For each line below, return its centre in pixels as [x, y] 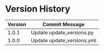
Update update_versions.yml [64, 40]
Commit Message [64, 24]
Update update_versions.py [63, 33]
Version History [38, 9]
